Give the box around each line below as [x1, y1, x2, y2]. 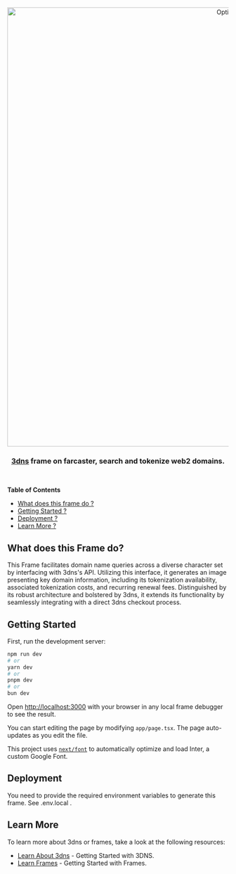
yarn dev [7, 663, 33, 671]
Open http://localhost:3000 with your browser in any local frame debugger [7, 703, 223, 711]
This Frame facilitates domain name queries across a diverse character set [7, 561, 223, 569]
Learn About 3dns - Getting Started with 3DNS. [17, 851, 155, 859]
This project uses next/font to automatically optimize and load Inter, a [7, 745, 210, 753]
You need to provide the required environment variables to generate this [7, 791, 216, 800]
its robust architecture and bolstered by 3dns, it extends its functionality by [7, 591, 225, 599]
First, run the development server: [7, 637, 106, 645]
